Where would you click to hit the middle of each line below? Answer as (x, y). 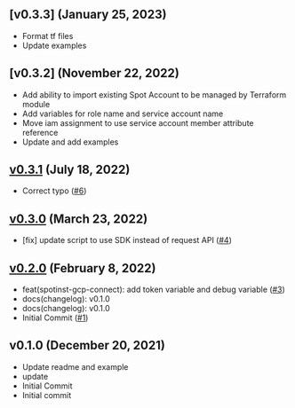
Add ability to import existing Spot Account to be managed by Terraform (154, 94)
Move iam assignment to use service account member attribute (138, 122)
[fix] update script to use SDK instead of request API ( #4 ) (127, 240)
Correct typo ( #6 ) (54, 191)
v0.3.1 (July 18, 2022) (70, 170)
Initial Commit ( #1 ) (55, 318)
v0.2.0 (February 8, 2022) (83, 268)
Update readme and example (75, 366)
